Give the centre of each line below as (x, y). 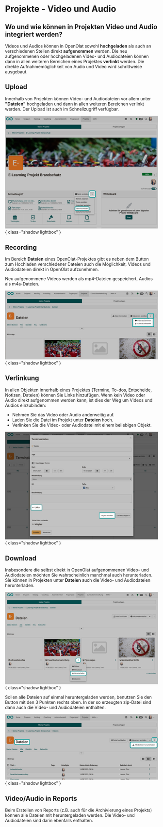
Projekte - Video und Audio (61, 9)
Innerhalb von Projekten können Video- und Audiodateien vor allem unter (78, 98)
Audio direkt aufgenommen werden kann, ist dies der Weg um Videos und (79, 400)
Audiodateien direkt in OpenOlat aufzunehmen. (52, 270)
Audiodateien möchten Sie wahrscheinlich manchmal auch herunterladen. (79, 575)
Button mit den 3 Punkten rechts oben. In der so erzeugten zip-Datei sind (78, 702)
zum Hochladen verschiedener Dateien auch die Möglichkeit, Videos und (78, 264)
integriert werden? (34, 34)
